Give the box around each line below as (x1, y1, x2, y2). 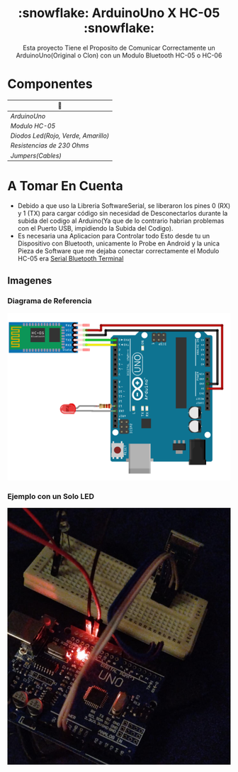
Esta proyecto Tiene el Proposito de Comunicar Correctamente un (22, 43, 216, 52)
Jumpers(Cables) (10, 151, 62, 160)
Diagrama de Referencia (7, 296, 92, 306)
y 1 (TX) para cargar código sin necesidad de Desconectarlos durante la (17, 209, 228, 218)
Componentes (7, 76, 93, 92)
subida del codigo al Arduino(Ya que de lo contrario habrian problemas (17, 216, 225, 225)
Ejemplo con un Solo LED (7, 491, 94, 501)
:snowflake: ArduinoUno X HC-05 (18, 5, 220, 21)
